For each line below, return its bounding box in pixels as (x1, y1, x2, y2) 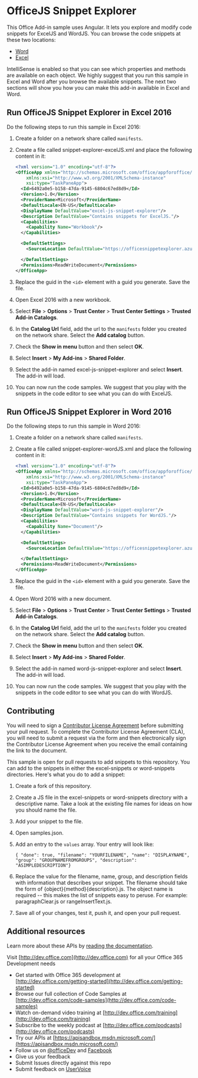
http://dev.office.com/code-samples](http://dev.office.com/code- (17, 996, 177, 1004)
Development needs (6, 960, 55, 967)
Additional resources (6, 926, 85, 937)
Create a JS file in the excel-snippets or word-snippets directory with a (15, 793, 188, 801)
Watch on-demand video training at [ (15, 1009, 105, 1016)
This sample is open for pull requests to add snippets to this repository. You (6, 758, 190, 766)
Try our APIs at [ (15, 1034, 55, 1041)
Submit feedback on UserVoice (15, 1065, 91, 1073)
